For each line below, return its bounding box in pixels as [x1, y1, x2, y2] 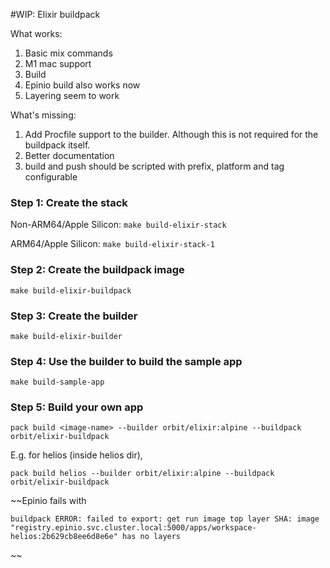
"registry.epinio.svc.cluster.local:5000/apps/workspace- [10, 523, 257, 533]
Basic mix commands [24, 47, 113, 59]
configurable [24, 171, 78, 183]
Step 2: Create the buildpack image [10, 263, 185, 277]
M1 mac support [24, 58, 92, 69]
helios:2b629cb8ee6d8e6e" [10, 532, 118, 542]
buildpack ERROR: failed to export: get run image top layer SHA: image [10, 514, 320, 524]
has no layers [121, 532, 182, 542]
